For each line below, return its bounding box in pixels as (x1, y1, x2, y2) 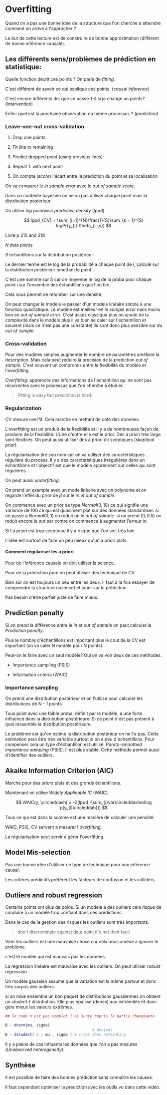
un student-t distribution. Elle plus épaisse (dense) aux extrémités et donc (5, 999, 157, 1005)
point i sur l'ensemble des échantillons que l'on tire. (5, 282, 111, 288)
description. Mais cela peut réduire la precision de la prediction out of (5, 357, 148, 363)
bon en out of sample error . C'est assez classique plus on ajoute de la (5, 312, 149, 318)
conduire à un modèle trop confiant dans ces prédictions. (5, 910, 123, 916)
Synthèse (5, 1061, 36, 1069)
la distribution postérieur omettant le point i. (5, 267, 95, 273)
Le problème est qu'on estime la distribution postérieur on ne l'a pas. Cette (5, 731, 159, 737)
